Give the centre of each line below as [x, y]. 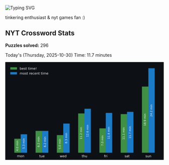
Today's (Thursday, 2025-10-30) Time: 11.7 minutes [59, 55]
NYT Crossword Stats [40, 33]
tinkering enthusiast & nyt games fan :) [45, 17]
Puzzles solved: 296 [27, 45]
